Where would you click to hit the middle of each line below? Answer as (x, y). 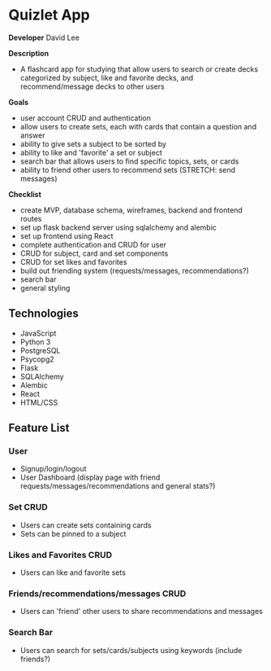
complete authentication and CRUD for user (93, 244)
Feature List (39, 428)
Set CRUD (28, 507)
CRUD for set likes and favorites (73, 261)
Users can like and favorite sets (73, 572)
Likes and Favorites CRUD (60, 555)
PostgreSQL (40, 350)
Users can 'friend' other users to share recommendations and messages (142, 612)
